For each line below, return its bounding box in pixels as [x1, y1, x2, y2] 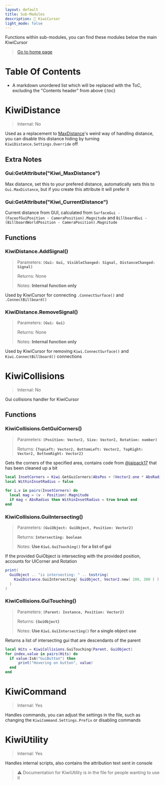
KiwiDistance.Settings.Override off [5, 141, 78, 147]
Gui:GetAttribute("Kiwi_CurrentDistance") [5, 198, 108, 205]
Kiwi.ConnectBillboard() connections [5, 354, 82, 360]
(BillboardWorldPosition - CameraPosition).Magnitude [5, 220, 118, 225]
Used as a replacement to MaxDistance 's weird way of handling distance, [5, 131, 154, 136]
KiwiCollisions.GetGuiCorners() [5, 425, 82, 432]
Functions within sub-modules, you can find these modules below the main [5, 34, 157, 40]
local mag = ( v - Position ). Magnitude [9, 493, 89, 498]
